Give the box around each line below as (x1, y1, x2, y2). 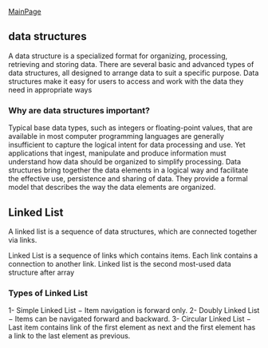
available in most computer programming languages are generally (8, 132, 225, 141)
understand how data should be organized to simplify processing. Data (8, 157, 242, 167)
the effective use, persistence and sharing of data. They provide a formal (8, 174, 249, 184)
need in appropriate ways (8, 85, 93, 94)
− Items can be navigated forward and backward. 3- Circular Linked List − (8, 314, 251, 324)
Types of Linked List (8, 287, 89, 299)
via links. (8, 235, 37, 244)
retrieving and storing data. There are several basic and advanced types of (8, 59, 254, 69)
